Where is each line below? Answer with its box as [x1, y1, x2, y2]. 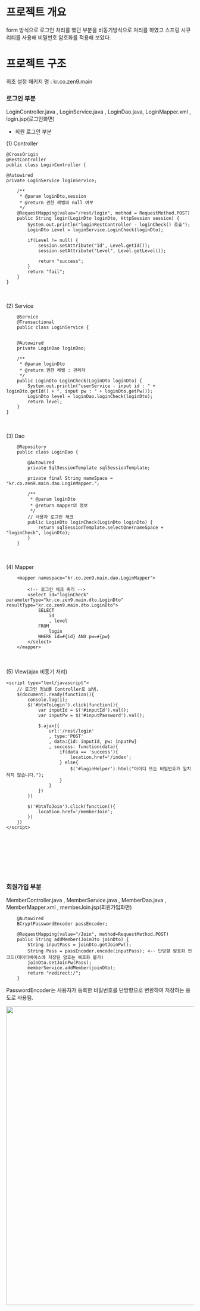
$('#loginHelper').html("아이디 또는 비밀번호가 [70, 766, 180, 772]
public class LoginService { [17, 324, 89, 330]
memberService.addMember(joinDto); [27, 965, 116, 971]
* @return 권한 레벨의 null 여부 [19, 200, 94, 206]
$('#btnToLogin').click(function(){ [27, 702, 118, 708]
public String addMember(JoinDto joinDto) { [17, 936, 129, 943]
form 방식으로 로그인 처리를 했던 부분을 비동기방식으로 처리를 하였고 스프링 [6, 26, 180, 33]
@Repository [17, 444, 46, 450]
